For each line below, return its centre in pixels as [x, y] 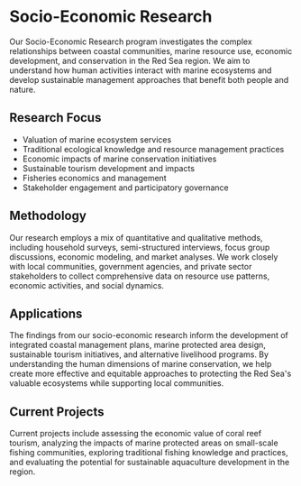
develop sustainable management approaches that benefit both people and [149, 79]
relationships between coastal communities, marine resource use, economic [151, 50]
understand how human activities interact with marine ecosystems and [141, 70]
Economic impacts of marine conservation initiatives [119, 159]
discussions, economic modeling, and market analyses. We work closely [144, 257]
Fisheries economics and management [94, 178]
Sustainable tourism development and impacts [109, 168]
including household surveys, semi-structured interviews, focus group [140, 247]
